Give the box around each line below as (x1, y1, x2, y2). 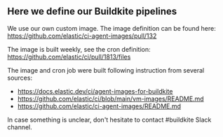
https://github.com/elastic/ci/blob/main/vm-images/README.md (17, 94, 205, 103)
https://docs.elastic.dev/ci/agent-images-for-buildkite (17, 87, 173, 95)
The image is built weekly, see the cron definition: (7, 45, 151, 53)
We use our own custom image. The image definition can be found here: (7, 24, 216, 32)
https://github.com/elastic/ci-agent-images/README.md (17, 101, 181, 110)
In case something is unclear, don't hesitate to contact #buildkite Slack (7, 115, 212, 124)
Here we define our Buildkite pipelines (7, 6, 177, 17)
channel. (7, 122, 33, 131)
